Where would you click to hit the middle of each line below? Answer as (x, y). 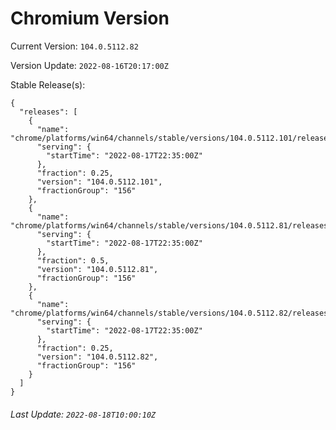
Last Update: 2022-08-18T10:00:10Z (83, 414)
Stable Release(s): (48, 84)
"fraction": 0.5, (73, 260)
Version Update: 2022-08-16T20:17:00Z (89, 65)
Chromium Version (90, 18)
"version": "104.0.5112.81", (97, 269)
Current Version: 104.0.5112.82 (74, 46)
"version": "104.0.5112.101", (99, 182)
